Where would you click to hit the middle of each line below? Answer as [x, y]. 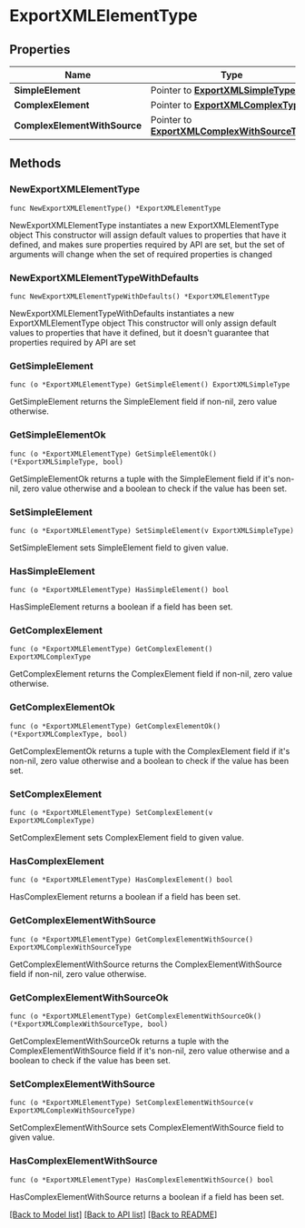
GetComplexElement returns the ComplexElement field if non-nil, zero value [151, 674]
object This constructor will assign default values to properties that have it [148, 235]
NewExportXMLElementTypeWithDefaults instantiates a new [122, 313]
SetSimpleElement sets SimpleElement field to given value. [119, 548]
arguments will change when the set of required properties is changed [141, 254]
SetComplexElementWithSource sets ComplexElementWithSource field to [147, 1128]
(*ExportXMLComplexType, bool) [69, 734]
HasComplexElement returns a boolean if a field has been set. [125, 897]
